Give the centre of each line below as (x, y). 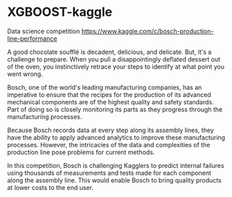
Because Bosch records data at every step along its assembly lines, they (111, 130)
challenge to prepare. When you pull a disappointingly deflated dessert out (114, 59)
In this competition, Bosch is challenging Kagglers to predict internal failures (116, 165)
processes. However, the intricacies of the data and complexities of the (109, 144)
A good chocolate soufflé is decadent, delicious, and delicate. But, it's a (109, 52)
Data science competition (44, 31)
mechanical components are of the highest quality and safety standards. (110, 102)
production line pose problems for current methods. (81, 152)
